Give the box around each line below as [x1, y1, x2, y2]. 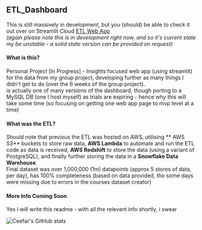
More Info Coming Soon [6, 192, 67, 199]
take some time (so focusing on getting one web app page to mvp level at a [6, 100, 194, 107]
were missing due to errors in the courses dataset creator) [6, 179, 152, 186]
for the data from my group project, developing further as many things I [6, 74, 184, 81]
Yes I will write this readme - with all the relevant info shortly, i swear [6, 206, 177, 213]
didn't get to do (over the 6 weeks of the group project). [6, 80, 146, 88]
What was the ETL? [6, 120, 56, 127]
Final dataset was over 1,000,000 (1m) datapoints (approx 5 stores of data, [6, 166, 192, 173]
